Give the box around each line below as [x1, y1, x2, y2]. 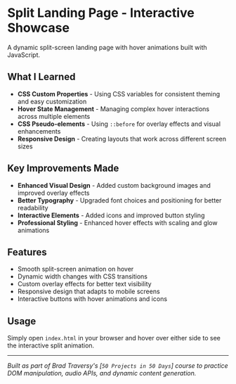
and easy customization [17, 97, 87, 105]
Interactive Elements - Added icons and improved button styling [17, 211, 205, 219]
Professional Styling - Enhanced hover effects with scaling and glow [17, 218, 218, 226]
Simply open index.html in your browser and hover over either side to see [7, 334, 221, 343]
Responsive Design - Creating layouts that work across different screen [17, 134, 227, 143]
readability [17, 203, 48, 212]
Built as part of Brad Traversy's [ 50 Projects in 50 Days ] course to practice [7, 361, 228, 370]
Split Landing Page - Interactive [7, 5, 195, 21]
